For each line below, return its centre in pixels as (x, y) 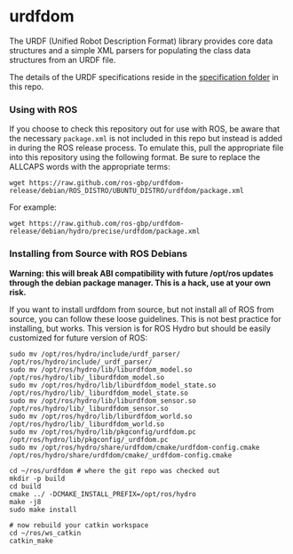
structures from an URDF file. (63, 60)
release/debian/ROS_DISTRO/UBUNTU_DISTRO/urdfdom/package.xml (127, 191)
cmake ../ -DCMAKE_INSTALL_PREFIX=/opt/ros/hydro (103, 494)
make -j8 (25, 502)
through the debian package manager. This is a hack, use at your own (140, 283)
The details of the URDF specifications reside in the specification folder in (144, 76)
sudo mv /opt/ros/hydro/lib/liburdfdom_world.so (101, 416)
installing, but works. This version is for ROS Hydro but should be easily (140, 328)
